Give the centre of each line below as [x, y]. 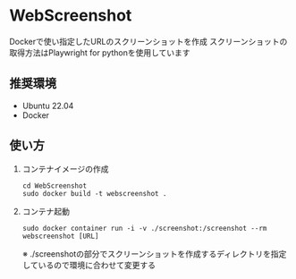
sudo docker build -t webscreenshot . [94, 193]
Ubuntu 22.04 [48, 106]
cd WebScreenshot [55, 186]
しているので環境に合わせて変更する [89, 265]
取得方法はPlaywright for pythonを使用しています [100, 52]
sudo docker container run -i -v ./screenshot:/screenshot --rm [144, 228]
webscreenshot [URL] [60, 236]
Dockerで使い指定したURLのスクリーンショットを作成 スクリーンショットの [148, 41]
